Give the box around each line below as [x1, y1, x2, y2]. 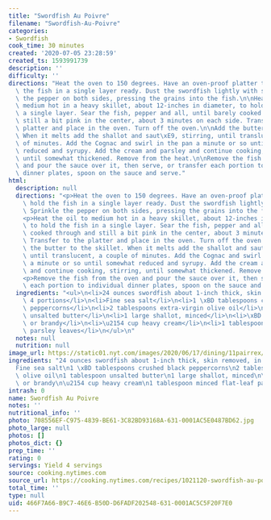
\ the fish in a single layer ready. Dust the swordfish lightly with [15, 86, 258, 95]
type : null [8, 491, 45, 500]
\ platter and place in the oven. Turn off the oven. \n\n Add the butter [15, 124, 265, 132]
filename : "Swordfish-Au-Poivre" [8, 19, 121, 27]
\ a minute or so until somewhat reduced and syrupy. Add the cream [23, 259, 258, 267]
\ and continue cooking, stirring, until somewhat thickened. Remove [23, 267, 262, 275]
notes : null [15, 334, 56, 343]
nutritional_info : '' [8, 409, 81, 418]
